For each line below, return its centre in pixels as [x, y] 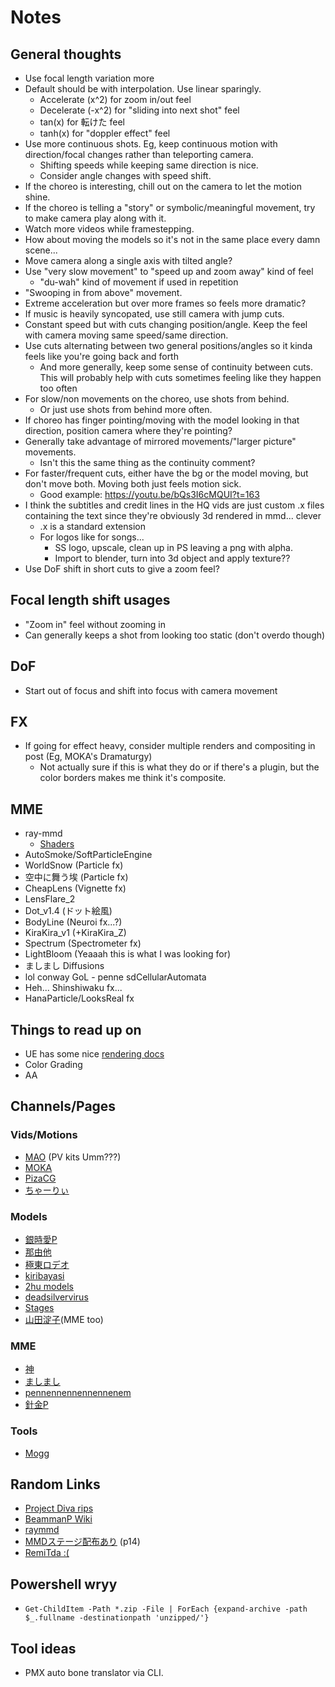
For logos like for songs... [92, 537]
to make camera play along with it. [95, 218]
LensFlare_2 [50, 899]
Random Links [55, 1484]
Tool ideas [43, 1648]
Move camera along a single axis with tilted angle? [128, 260]
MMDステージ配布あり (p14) [82, 1542]
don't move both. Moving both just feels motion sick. [133, 484]
